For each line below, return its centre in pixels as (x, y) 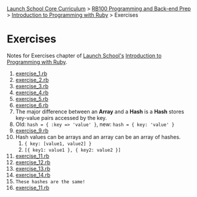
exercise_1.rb (31, 73)
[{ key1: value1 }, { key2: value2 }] (73, 150)
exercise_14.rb (33, 175)
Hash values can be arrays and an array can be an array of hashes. (98, 137)
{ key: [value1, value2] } (58, 144)
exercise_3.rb (32, 86)
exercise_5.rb (32, 98)
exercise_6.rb (32, 105)
